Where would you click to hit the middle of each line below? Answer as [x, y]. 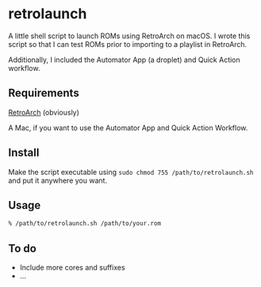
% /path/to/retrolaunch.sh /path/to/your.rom [84, 223]
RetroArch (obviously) [44, 112]
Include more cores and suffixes [72, 268]
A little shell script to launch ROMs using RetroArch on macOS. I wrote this [129, 36]
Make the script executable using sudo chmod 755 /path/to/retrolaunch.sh [131, 172]
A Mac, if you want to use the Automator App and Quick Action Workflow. [128, 127]
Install [24, 153]
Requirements [44, 93]
